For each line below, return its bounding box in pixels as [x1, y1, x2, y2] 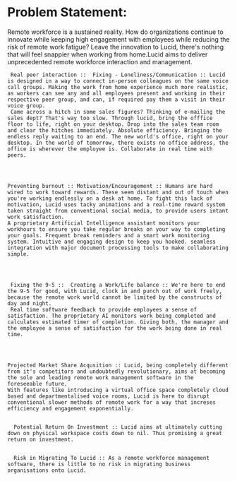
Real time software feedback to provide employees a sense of [10, 306, 197, 313]
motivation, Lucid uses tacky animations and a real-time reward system [7, 201, 226, 208]
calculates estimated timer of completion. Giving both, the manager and [7, 319, 229, 326]
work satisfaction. [7, 213, 65, 220]
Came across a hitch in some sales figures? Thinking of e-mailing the [10, 108, 226, 115]
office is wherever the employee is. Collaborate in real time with [7, 146, 213, 153]
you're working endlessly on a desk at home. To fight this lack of [7, 195, 213, 202]
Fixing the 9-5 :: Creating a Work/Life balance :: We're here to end [10, 281, 226, 288]
